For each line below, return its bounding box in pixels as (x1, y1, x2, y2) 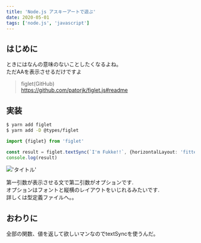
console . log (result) (6, 154, 58, 161)
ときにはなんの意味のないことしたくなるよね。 (6, 61, 121, 68)
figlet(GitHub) (20, 80, 55, 88)
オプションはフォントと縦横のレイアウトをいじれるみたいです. (6, 187, 160, 194)
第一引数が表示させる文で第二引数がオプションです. (6, 179, 134, 186)
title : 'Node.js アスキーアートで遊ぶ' (6, 8, 96, 15)
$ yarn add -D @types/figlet (6, 127, 79, 133)
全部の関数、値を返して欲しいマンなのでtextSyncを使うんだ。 (6, 230, 159, 238)
